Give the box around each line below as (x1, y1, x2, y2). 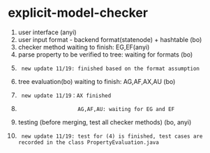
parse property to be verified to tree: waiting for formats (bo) (17, 50, 193, 59)
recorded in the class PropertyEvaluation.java (17, 138, 159, 146)
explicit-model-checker (8, 5, 149, 21)
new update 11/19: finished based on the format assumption (21, 65, 200, 72)
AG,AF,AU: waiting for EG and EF (77, 105, 175, 112)
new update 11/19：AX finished (21, 92, 112, 99)
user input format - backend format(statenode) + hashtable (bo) (17, 35, 202, 43)
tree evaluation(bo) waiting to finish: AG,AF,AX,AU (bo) (17, 77, 176, 85)
